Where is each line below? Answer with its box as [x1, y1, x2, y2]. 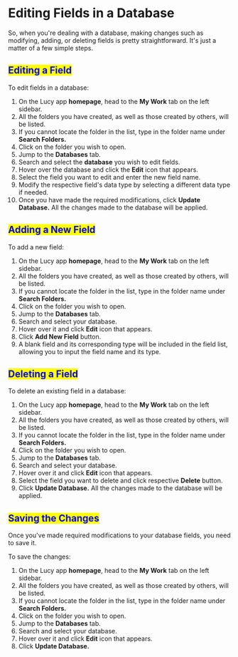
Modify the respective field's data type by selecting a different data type [18, 180, 230, 189]
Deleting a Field [8, 368, 79, 380]
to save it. [8, 539, 37, 547]
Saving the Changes [8, 512, 99, 524]
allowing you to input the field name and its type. [18, 347, 161, 356]
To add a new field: [8, 242, 65, 251]
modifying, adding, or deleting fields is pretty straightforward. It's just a [8, 36, 217, 44]
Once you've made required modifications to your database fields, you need [8, 531, 232, 539]
